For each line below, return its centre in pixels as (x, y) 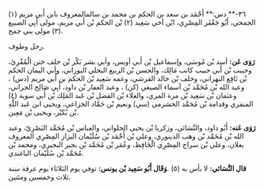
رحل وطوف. (27, 46)
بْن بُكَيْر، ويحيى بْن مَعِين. (44, 112)
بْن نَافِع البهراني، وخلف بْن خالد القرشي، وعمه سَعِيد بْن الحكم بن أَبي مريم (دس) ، (128, 78)
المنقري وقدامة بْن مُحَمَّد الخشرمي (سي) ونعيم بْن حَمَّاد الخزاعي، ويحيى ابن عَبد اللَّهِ (131, 104)
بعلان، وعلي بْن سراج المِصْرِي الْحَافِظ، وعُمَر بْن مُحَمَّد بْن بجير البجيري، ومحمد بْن (126, 144)
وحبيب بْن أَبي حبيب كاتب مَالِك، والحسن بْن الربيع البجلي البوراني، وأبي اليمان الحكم (130, 70)
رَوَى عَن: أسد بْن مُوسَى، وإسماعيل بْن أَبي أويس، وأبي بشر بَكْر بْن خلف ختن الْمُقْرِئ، (132, 62)
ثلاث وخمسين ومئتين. (40, 177)
